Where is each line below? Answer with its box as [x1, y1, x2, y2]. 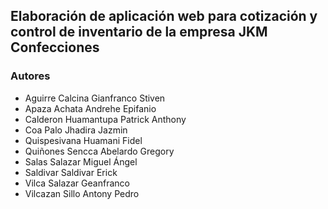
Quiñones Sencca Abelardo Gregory [24, 145, 175, 157]
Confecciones [10, 39, 100, 56]
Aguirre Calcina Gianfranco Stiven [24, 92, 166, 104]
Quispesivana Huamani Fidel [24, 134, 143, 146]
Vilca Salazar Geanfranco [24, 177, 130, 189]
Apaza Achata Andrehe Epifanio [24, 102, 157, 114]
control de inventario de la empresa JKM [10, 24, 268, 41]
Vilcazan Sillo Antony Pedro [24, 187, 140, 199]
